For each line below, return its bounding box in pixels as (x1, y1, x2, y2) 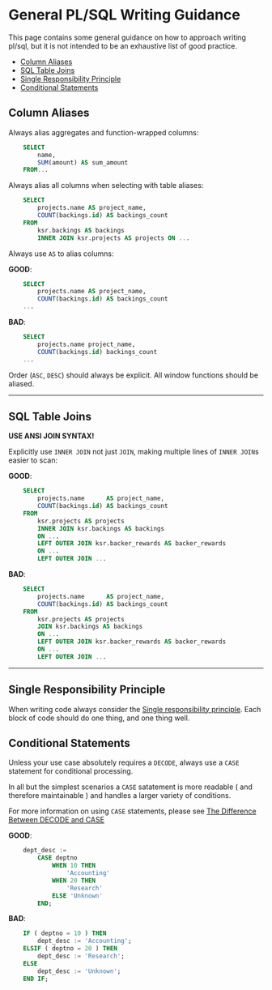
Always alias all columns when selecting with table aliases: (8, 181, 204, 190)
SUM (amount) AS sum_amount (37, 158, 129, 167)
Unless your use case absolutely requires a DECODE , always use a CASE (8, 757, 240, 767)
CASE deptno (37, 854, 79, 862)
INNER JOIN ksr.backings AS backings (37, 524, 164, 532)
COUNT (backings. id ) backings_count (37, 348, 158, 356)
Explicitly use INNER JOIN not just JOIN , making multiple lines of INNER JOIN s (8, 447, 259, 457)
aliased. (8, 378, 35, 388)
